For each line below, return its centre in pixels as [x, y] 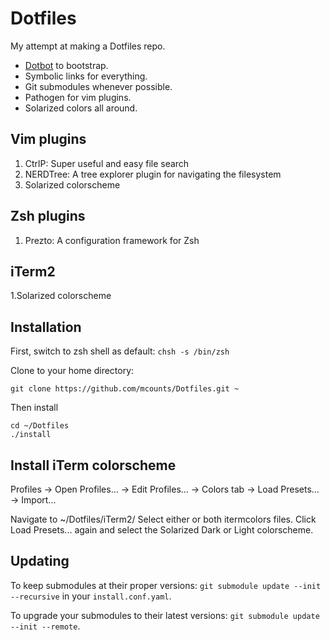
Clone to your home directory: [72, 371]
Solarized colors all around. [81, 108]
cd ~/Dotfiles [40, 426]
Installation [46, 327]
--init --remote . [45, 626]
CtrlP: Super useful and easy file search [107, 163]
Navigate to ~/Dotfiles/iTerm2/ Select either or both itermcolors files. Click [163, 519]
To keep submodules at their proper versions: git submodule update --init [166, 585]
